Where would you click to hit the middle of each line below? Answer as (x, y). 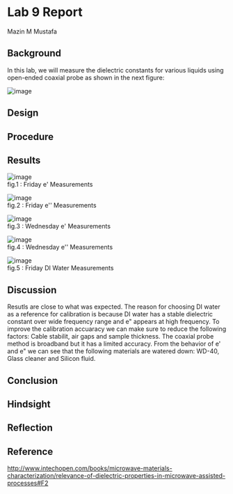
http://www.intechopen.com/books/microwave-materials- (90, 468)
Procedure (31, 137)
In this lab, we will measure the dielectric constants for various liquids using (115, 70)
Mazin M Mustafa (32, 31)
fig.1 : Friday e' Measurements (50, 185)
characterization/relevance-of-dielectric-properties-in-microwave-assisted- (116, 476)
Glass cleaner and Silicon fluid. (51, 359)
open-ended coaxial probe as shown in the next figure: (86, 77)
